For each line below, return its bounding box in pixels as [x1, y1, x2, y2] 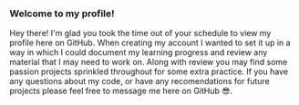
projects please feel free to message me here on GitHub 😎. [9, 85, 233, 97]
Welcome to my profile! [9, 7, 116, 20]
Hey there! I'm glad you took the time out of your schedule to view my [9, 28, 272, 39]
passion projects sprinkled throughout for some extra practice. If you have [9, 66, 289, 77]
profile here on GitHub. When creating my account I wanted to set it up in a [9, 37, 291, 48]
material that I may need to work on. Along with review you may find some [9, 57, 288, 68]
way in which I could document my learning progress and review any [9, 47, 268, 58]
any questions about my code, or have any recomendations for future [9, 76, 271, 87]
